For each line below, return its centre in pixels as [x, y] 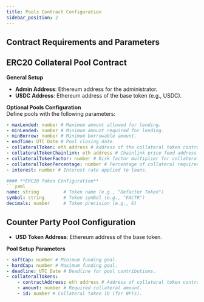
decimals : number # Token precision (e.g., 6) [72, 204]
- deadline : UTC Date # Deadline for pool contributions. [81, 271]
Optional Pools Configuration [44, 107]
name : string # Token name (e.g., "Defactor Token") [85, 192]
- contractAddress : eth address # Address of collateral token [99, 283]
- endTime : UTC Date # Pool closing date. [61, 142]
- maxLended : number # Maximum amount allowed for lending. [84, 125]
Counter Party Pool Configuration [71, 222]
